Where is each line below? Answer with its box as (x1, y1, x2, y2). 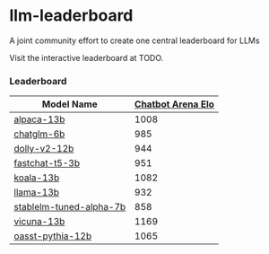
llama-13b (13, 186, 60, 198)
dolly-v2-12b (13, 143, 74, 155)
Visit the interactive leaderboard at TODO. (9, 52, 164, 63)
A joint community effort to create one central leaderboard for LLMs (9, 35, 260, 46)
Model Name (41, 98, 98, 110)
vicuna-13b (13, 215, 65, 228)
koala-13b (13, 171, 60, 184)
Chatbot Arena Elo (134, 98, 215, 110)
